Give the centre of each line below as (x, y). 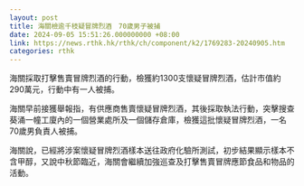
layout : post (34, 18)
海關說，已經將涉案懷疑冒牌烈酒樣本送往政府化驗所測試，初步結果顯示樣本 (148, 151)
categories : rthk (42, 51)
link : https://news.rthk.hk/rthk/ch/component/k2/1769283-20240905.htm (147, 43)
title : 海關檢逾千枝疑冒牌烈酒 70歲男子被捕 (85, 26)
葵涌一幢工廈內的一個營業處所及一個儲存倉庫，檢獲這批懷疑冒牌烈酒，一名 (148, 120)
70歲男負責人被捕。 (46, 131)
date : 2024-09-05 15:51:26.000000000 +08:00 (95, 34)
